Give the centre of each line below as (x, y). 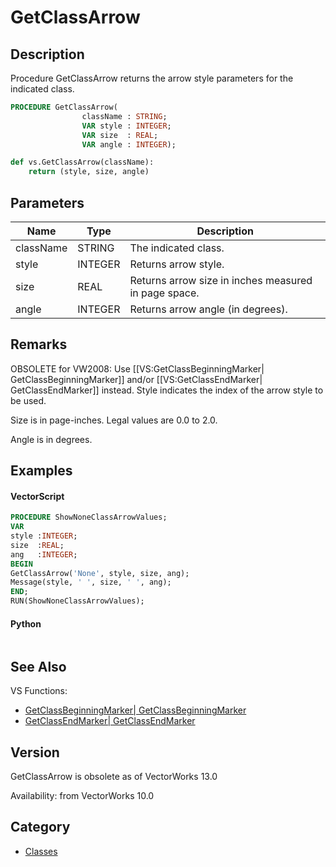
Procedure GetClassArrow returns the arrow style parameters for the (152, 78)
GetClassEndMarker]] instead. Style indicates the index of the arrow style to (167, 390)
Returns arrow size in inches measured (221, 280)
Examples (41, 471)
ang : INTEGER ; (44, 554)
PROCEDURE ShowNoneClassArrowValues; (89, 517)
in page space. (164, 293)
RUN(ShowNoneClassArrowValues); (77, 601)
